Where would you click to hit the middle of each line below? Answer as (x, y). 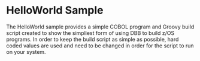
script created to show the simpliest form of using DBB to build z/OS (90, 33)
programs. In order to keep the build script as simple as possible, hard (93, 39)
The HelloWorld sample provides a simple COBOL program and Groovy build (100, 27)
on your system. (26, 52)
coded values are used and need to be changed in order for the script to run (100, 46)
